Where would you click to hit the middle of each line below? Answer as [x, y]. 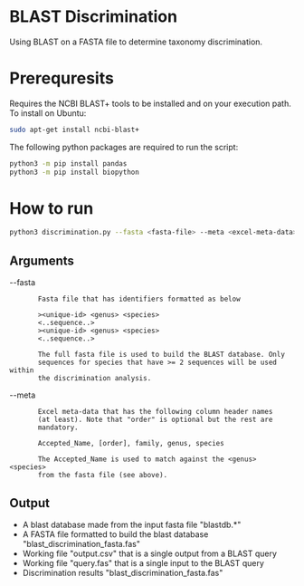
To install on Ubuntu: [48, 113]
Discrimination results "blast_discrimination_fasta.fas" [123, 572]
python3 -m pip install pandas [68, 163]
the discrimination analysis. [95, 379]
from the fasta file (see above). [103, 476]
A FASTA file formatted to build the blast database [115, 534]
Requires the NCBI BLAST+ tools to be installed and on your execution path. [150, 103]
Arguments [42, 260]
